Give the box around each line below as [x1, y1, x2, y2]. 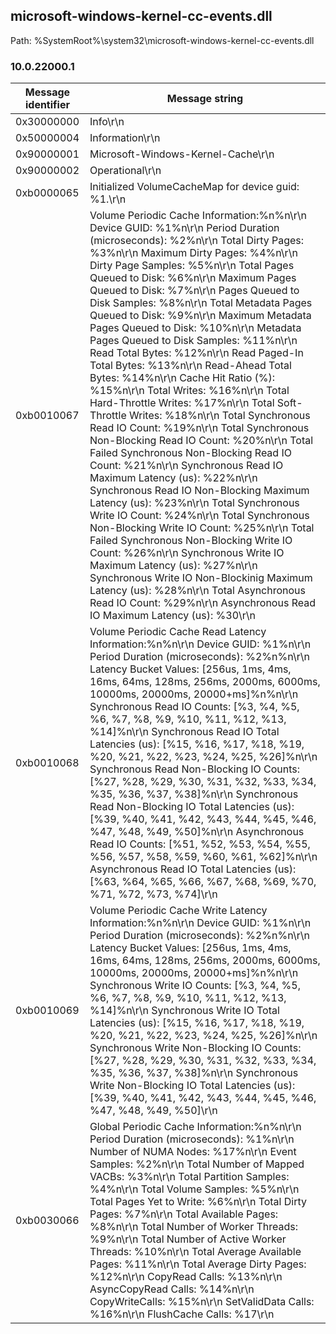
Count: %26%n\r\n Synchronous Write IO [89, 546, 285, 560]
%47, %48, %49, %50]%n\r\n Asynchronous [89, 825, 305, 839]
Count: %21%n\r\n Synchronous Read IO [89, 459, 284, 473]
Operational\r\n [89, 164, 162, 178]
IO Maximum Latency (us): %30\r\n [89, 609, 257, 623]
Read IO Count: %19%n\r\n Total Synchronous [89, 421, 310, 435]
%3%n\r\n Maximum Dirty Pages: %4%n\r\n [89, 246, 298, 260]
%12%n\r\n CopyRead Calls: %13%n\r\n [89, 1270, 283, 1284]
